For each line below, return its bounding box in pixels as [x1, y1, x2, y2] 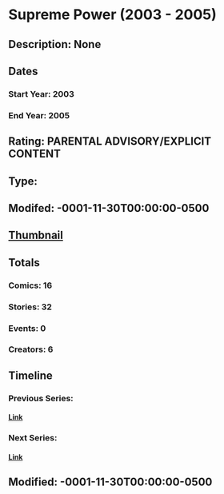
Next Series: [8, 432, 58, 444]
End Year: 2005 [8, 110, 70, 121]
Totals [8, 256, 40, 269]
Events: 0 [8, 322, 46, 333]
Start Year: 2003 [8, 88, 74, 99]
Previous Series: [8, 392, 74, 404]
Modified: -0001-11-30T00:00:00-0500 [8, 476, 213, 489]
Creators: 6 [8, 344, 54, 355]
